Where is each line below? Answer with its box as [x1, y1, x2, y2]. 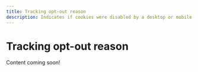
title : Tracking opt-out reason [6, 8, 86, 15]
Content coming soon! [6, 59, 60, 66]
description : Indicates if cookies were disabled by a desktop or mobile [6, 14, 193, 20]
